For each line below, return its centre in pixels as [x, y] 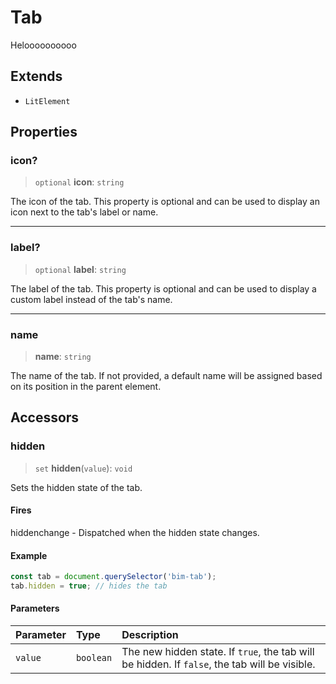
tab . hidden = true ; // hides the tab [89, 586]
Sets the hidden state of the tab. [76, 487]
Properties [44, 132]
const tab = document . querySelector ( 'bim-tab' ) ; [113, 577]
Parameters [35, 608]
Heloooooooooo [43, 45]
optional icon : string [79, 182]
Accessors [45, 417]
